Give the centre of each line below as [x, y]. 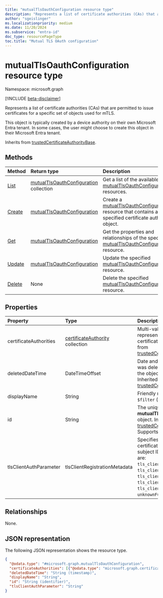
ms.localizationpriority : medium [39, 23]
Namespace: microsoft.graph [34, 89]
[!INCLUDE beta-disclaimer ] [33, 98]
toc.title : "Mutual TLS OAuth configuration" [52, 41]
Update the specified [127, 258]
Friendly [147, 393]
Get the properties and [128, 231]
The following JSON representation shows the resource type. [66, 550]
